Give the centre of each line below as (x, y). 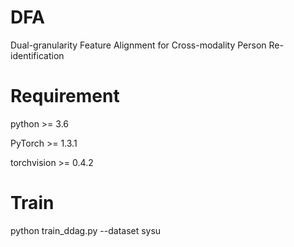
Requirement (65, 96)
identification (37, 55)
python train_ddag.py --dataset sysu (86, 230)
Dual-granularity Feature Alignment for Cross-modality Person (138, 45)
